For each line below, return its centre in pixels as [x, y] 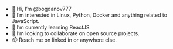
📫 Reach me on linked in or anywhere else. [64, 40]
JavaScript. [26, 21]
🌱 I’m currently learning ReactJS [50, 27]
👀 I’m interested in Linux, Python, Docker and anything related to [89, 15]
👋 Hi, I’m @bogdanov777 [42, 9]
